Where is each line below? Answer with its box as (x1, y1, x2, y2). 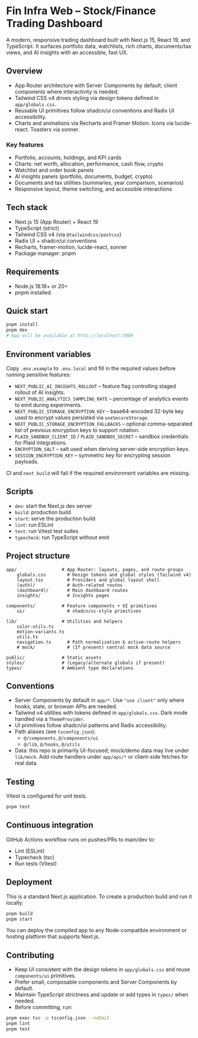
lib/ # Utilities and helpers (6, 618, 123, 624)
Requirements (6, 267, 59, 277)
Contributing (6, 950, 54, 960)
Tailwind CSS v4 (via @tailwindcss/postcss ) (14, 231, 122, 238)
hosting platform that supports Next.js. (6, 933, 100, 940)
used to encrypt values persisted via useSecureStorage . (14, 414, 149, 421)
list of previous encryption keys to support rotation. (14, 426, 140, 433)
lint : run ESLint (14, 521, 54, 528)
